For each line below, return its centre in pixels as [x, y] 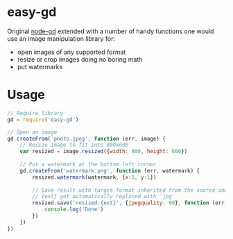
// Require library [35, 113]
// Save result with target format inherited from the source [124, 190]
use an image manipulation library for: [61, 38]
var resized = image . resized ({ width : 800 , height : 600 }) [104, 152]
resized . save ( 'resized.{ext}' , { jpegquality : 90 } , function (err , [130, 203]
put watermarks [40, 67]
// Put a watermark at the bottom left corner [88, 164]
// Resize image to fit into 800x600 [74, 145]
